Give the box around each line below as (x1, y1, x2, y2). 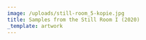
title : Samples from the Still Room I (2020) (7, 16, 140, 23)
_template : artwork (7, 22, 63, 29)
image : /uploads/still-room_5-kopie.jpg (7, 9, 125, 17)
